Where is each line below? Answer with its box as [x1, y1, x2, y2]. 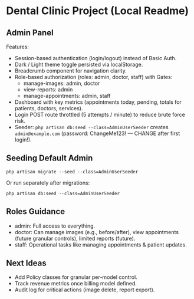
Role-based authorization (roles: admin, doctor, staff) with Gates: [14, 74, 173, 80]
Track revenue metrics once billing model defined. [14, 280, 137, 287]
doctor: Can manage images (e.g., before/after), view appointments [14, 228, 179, 235]
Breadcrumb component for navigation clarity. [14, 67, 127, 74]
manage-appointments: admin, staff [23, 93, 111, 99]
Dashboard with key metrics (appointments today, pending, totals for [14, 98, 182, 106]
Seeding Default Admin [6, 153, 93, 163]
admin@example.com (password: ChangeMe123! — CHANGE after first [14, 130, 180, 137]
